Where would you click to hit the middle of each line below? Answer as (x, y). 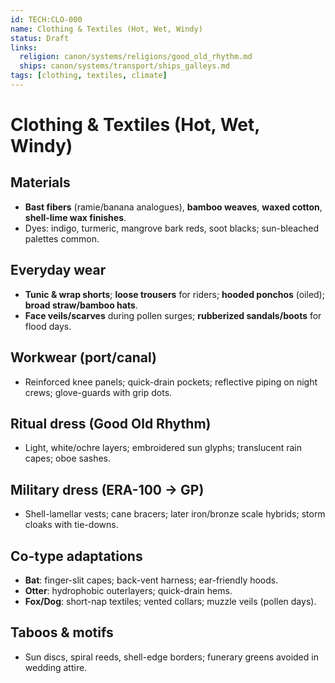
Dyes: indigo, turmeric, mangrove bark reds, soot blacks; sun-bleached (172, 228)
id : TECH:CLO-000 (46, 19)
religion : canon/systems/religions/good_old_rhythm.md (136, 57)
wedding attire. (56, 667)
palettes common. (62, 238)
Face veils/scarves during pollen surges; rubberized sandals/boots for (173, 315)
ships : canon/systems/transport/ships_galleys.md (124, 66)
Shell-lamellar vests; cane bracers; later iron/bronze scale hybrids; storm (175, 514)
